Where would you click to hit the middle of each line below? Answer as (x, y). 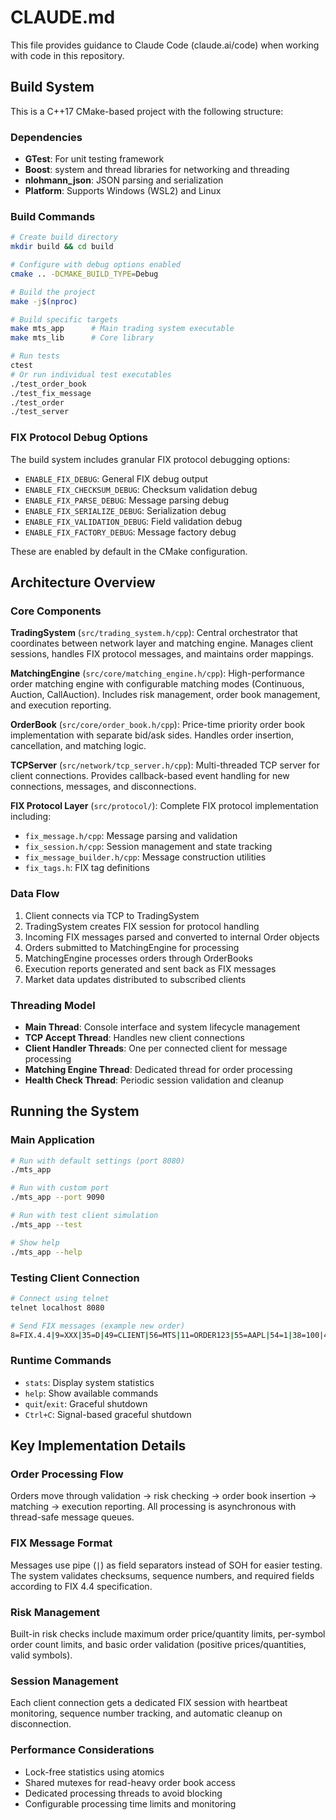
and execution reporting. (61, 705)
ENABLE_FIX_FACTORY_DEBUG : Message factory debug (130, 532)
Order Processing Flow (67, 1474)
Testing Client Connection (75, 1278)
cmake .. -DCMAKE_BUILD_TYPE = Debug (84, 274)
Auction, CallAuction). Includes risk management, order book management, (165, 695)
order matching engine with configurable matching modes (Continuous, (157, 684)
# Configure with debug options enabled (96, 265)
